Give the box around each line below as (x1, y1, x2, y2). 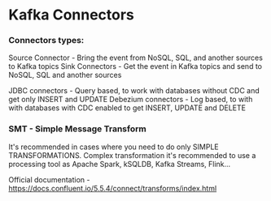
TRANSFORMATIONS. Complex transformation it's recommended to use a (8, 150, 256, 160)
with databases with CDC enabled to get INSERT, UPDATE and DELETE (8, 103, 247, 113)
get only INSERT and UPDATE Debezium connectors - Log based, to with (8, 95, 253, 105)
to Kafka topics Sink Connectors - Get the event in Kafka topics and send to (8, 62, 263, 71)
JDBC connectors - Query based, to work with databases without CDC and (8, 86, 260, 96)
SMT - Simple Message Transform (8, 123, 146, 135)
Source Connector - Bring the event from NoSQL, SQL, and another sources (8, 53, 263, 62)
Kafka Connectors (8, 6, 134, 24)
